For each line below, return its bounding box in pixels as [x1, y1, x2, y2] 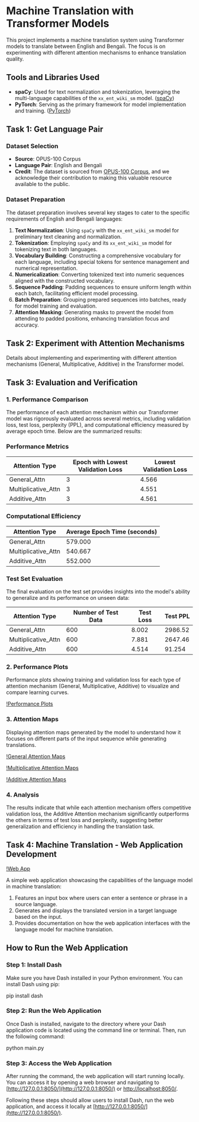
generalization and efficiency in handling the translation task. [6, 823, 155, 830]
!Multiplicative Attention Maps [6, 764, 79, 771]
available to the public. [14, 181, 70, 188]
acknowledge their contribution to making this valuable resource [14, 174, 172, 181]
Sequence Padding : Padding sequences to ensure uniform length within [14, 283, 191, 290]
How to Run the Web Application [6, 943, 129, 953]
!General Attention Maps [6, 753, 66, 760]
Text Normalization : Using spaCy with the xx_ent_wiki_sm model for [14, 226, 179, 234]
